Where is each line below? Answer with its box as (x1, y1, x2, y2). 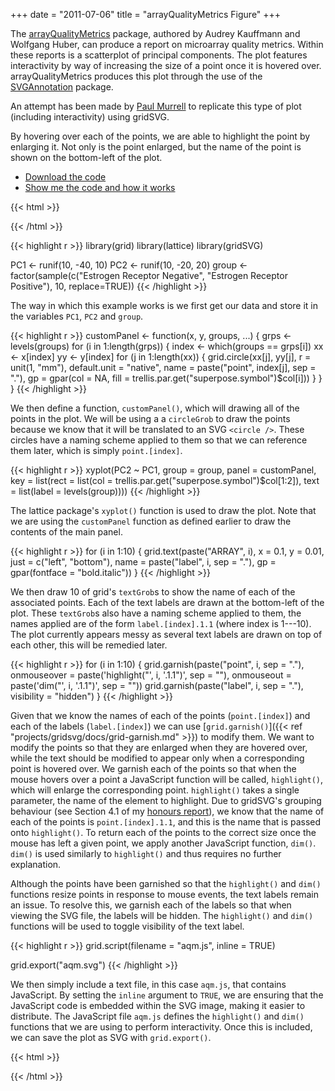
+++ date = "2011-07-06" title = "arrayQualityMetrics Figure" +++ (10, 9, 282, 20)
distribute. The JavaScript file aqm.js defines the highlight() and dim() (10, 1010, 305, 1022)
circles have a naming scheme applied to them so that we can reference (10, 434, 308, 446)
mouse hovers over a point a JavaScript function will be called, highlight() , (10, 774, 324, 785)
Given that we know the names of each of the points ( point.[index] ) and (10, 710, 311, 721)
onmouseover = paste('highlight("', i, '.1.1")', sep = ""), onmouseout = (10, 669, 292, 681)
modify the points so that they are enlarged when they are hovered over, (10, 742, 308, 753)
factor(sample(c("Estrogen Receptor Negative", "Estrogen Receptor (10, 270, 288, 281)
